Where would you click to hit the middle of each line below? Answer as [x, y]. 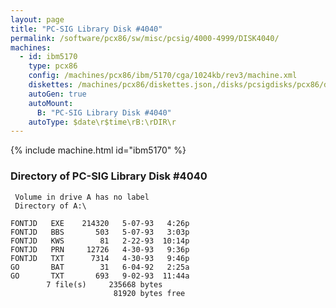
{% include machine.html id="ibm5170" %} [98, 150]
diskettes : [51, 85]
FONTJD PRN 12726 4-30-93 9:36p [100, 249]
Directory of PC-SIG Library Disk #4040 [109, 176]
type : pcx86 [53, 66]
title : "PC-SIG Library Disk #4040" [86, 29]
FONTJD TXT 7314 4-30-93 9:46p [100, 258]
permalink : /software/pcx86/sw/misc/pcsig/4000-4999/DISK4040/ [145, 38]
